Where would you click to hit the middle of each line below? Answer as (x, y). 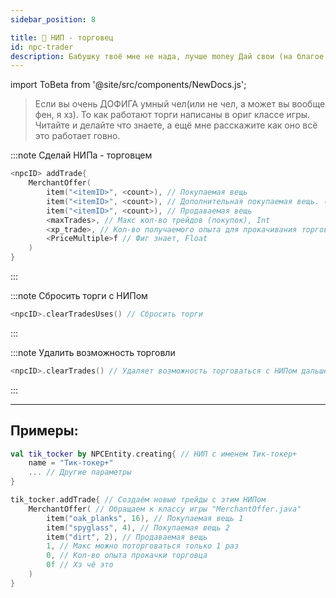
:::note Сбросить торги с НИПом (79, 295)
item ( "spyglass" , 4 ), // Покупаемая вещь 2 (138, 527)
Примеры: (44, 431)
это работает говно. (77, 136)
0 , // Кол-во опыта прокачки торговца (127, 556)
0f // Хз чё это (80, 565)
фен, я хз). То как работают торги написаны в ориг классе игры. (172, 115)
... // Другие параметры (80, 472)
